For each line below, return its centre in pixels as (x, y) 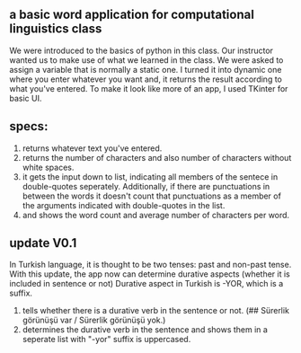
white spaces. (48, 167)
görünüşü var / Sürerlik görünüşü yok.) (94, 320)
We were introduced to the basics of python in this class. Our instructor (142, 50)
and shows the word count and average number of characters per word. (156, 215)
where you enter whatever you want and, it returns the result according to (146, 79)
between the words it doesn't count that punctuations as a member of (151, 196)
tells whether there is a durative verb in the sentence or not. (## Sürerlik (156, 311)
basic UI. (26, 98)
